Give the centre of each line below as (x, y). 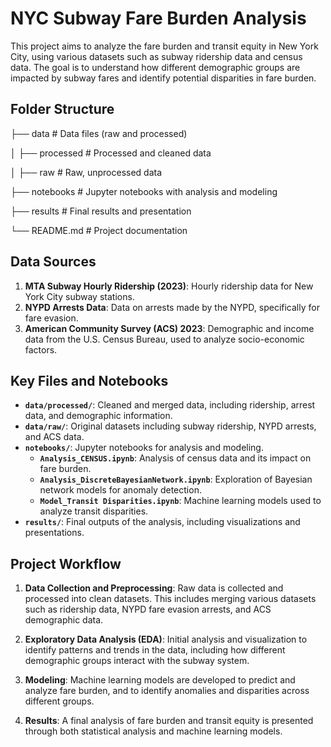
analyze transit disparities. (94, 511)
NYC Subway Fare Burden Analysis (158, 18)
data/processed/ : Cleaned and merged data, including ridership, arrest (170, 405)
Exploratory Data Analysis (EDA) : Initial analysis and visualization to (166, 639)
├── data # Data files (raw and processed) (99, 133)
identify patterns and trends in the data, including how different (155, 650)
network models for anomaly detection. (120, 490)
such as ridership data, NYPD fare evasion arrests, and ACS (148, 609)
